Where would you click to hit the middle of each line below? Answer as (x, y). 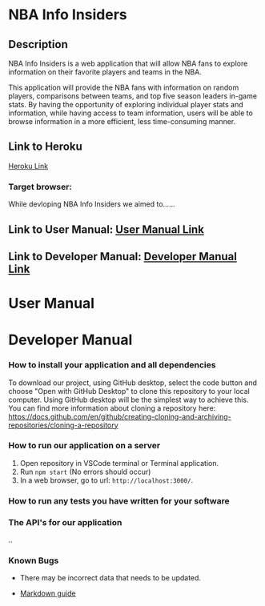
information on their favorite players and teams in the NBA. (105, 72)
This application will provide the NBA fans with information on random (124, 87)
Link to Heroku (45, 147)
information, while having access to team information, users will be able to (131, 113)
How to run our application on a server (84, 446)
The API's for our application (65, 522)
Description (38, 44)
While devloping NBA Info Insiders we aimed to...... (92, 204)
